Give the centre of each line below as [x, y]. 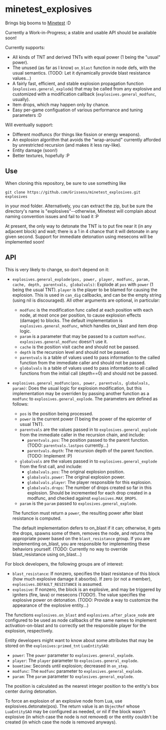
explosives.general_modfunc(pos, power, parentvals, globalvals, [81, 383]
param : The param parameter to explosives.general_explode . [73, 676]
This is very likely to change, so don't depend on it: [57, 269]
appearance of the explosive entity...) [50, 605]
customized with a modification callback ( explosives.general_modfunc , [84, 94]
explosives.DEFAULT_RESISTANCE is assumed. [57, 584]
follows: [20, 404]
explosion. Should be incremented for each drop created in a [89, 492]
